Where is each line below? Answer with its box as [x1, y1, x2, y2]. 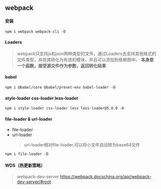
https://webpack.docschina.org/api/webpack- [60, 173, 151, 179]
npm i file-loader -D [5, 152, 49, 157]
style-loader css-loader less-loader [5, 95, 79, 101]
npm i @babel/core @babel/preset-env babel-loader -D [5, 85, 116, 90]
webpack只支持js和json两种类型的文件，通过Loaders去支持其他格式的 [16, 50, 156, 56]
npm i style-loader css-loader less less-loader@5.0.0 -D [5, 106, 124, 111]
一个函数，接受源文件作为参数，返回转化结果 [16, 63, 106, 68]
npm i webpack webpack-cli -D [5, 29, 66, 34]
